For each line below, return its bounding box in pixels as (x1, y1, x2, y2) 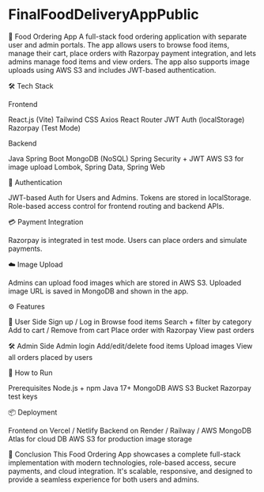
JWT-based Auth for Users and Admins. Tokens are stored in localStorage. (8, 192, 251, 202)
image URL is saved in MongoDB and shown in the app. (8, 286, 189, 296)
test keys (8, 392, 38, 401)
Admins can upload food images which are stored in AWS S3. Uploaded (8, 278, 242, 287)
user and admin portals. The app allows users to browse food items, (8, 40, 230, 49)
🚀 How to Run (8, 368, 53, 377)
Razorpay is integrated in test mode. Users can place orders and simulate (8, 235, 247, 244)
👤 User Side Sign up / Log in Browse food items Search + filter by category (8, 316, 252, 326)
